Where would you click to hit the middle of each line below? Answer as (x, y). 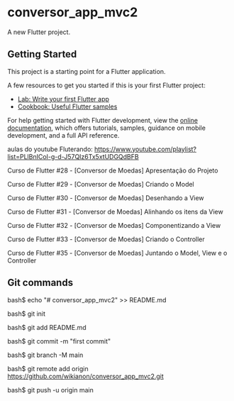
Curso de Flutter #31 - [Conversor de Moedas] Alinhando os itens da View (115, 212)
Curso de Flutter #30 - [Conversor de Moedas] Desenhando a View (106, 198)
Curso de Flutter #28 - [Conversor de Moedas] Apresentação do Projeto (113, 170)
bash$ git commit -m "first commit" (59, 341)
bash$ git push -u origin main (50, 390)
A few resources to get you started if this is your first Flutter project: (106, 85)
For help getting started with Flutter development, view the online (103, 120)
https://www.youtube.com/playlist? (146, 149)
